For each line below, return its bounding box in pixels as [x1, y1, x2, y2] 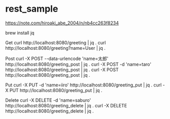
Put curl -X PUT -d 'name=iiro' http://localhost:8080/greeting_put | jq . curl [5, 82, 162, 88]
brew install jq [5, 29, 35, 36]
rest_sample [5, 3, 58, 15]
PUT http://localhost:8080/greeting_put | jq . [9, 87, 103, 93]
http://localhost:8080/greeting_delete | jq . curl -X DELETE [5, 102, 127, 108]
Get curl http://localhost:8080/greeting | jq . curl [5, 39, 106, 46]
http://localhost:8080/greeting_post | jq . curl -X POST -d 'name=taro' [5, 61, 151, 67]
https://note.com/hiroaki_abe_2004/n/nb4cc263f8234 [5, 20, 119, 26]
